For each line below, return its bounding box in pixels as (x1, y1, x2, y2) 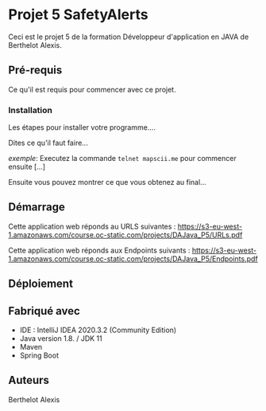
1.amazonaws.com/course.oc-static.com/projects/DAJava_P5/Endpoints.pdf (8, 253, 258, 264)
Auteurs (8, 374, 50, 387)
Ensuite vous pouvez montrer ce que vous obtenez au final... (8, 178, 206, 187)
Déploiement (8, 277, 74, 291)
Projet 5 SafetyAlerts (8, 6, 148, 24)
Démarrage (8, 201, 65, 214)
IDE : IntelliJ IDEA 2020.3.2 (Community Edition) (19, 325, 177, 335)
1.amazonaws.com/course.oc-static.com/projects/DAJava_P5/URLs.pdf (8, 229, 243, 240)
